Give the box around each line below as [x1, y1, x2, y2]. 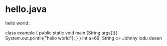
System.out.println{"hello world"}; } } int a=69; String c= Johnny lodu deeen [5, 35, 162, 41]
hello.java [5, 3, 47, 15]
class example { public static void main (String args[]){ [5, 29, 118, 35]
